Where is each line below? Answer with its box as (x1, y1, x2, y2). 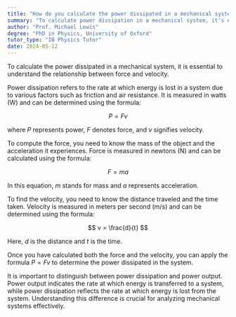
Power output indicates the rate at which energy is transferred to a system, (7, 279, 224, 287)
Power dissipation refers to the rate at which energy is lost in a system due (7, 84, 223, 91)
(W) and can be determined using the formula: (7, 98, 142, 106)
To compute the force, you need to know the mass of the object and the (7, 139, 216, 148)
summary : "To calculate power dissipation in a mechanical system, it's (7, 17, 225, 24)
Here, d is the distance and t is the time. (7, 237, 123, 245)
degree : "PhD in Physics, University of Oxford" (7, 30, 152, 37)
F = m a (107, 168, 129, 176)
